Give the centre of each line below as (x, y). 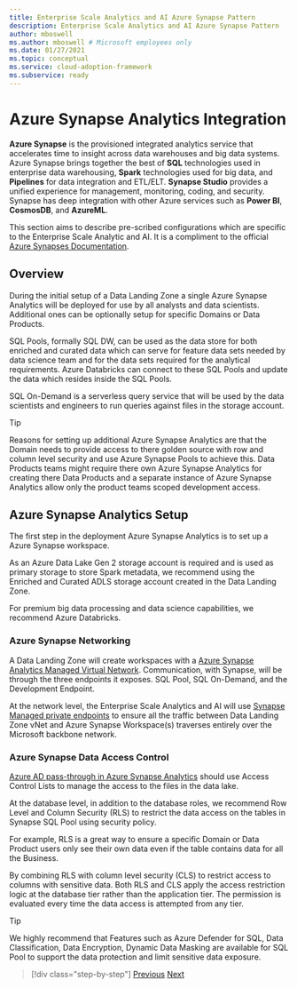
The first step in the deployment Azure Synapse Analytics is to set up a (139, 536)
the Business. (34, 857)
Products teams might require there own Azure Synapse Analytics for (136, 468)
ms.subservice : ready (49, 76)
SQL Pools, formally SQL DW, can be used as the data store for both (133, 341)
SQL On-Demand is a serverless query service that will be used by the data (147, 395)
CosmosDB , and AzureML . (59, 210)
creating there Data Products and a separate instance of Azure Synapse (141, 477)
